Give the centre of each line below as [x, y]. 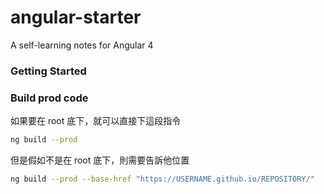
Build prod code [49, 98]
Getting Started [48, 71]
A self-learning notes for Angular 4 [82, 45]
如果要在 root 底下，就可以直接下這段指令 [96, 121]
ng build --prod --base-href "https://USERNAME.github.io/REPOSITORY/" [162, 179]
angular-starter [76, 17]
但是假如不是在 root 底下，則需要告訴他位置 [100, 160]
